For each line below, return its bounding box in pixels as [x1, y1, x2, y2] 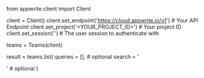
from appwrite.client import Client [6, 5, 91, 12]
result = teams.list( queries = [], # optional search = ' [6, 53, 139, 60]
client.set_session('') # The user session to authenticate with [6, 30, 159, 37]
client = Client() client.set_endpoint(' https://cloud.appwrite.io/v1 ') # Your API [6, 17, 199, 24]
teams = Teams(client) [6, 42, 63, 48]
